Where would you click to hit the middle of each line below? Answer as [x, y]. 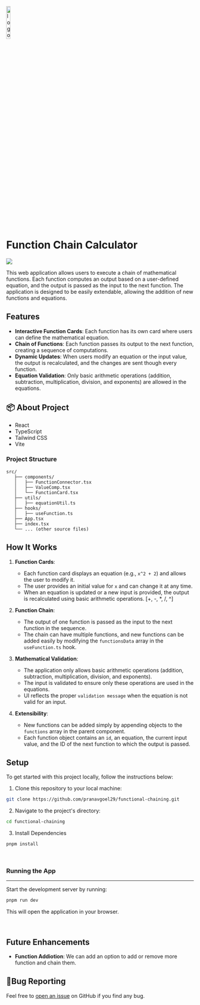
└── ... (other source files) [51, 529]
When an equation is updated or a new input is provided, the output [106, 592]
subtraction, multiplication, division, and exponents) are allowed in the [101, 381]
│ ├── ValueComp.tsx [42, 487]
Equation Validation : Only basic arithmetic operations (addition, [93, 376]
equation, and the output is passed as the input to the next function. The [95, 285]
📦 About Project [38, 408]
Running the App [31, 871]
